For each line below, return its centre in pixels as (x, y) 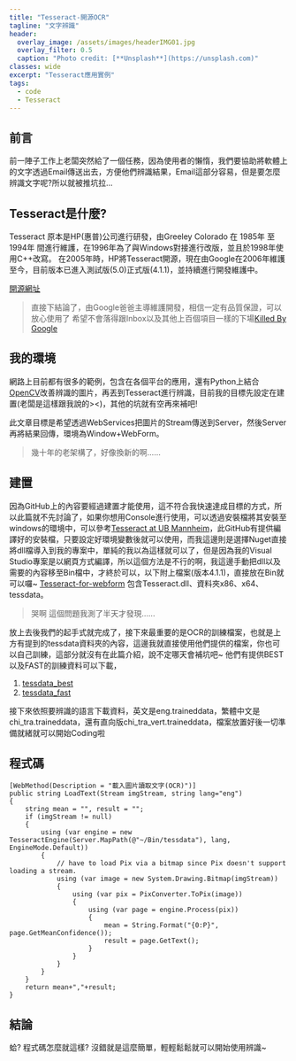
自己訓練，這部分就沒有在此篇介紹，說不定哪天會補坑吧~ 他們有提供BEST (150, 654)
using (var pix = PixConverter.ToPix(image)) (157, 894)
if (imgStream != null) (69, 817)
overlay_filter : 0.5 (55, 50)
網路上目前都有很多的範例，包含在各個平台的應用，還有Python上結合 (134, 381)
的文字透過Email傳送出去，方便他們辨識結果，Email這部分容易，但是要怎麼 (145, 172)
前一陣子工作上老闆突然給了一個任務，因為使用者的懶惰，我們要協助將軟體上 (148, 161)
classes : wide (35, 67)
